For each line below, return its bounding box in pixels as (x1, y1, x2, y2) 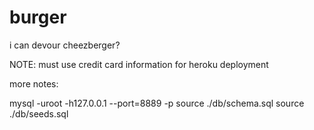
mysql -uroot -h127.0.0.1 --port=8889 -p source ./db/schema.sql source (9, 97, 305, 109)
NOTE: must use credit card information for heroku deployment (9, 58, 269, 70)
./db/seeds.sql (9, 107, 69, 120)
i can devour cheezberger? (9, 39, 121, 51)
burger (9, 6, 67, 29)
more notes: (9, 77, 59, 90)
